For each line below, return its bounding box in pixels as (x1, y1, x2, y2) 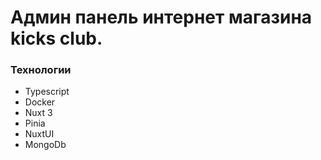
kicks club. (10, 27, 103, 50)
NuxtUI (24, 128, 55, 140)
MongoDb (24, 139, 67, 151)
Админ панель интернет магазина (10, 6, 313, 29)
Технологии (10, 63, 72, 77)
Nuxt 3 (24, 107, 53, 119)
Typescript (24, 86, 70, 98)
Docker (24, 96, 56, 108)
